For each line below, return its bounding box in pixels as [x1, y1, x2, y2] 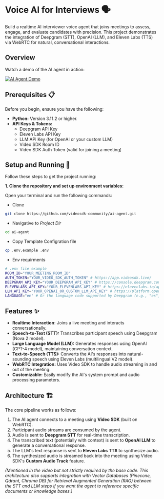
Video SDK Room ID [19, 141, 60, 147]
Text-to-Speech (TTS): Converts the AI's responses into [12, 351, 126, 357]
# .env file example [5, 266, 47, 271]
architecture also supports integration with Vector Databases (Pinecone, [5, 472, 151, 479]
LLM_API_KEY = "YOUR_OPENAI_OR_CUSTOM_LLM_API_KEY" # [5, 289, 112, 294]
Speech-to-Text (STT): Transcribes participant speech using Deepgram [12, 330, 158, 336]
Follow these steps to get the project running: [5, 174, 97, 180]
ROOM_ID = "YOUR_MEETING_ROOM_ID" [5, 271, 71, 276]
